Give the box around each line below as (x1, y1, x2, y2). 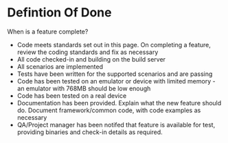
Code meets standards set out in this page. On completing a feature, (16, 40, 211, 49)
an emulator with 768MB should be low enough (16, 84, 151, 92)
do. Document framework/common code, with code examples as (16, 106, 201, 114)
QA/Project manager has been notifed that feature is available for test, (16, 120, 216, 129)
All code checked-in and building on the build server (16, 55, 166, 63)
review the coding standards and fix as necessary (16, 48, 159, 56)
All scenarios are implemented (16, 62, 104, 70)
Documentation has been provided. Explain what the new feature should (16, 99, 222, 107)
